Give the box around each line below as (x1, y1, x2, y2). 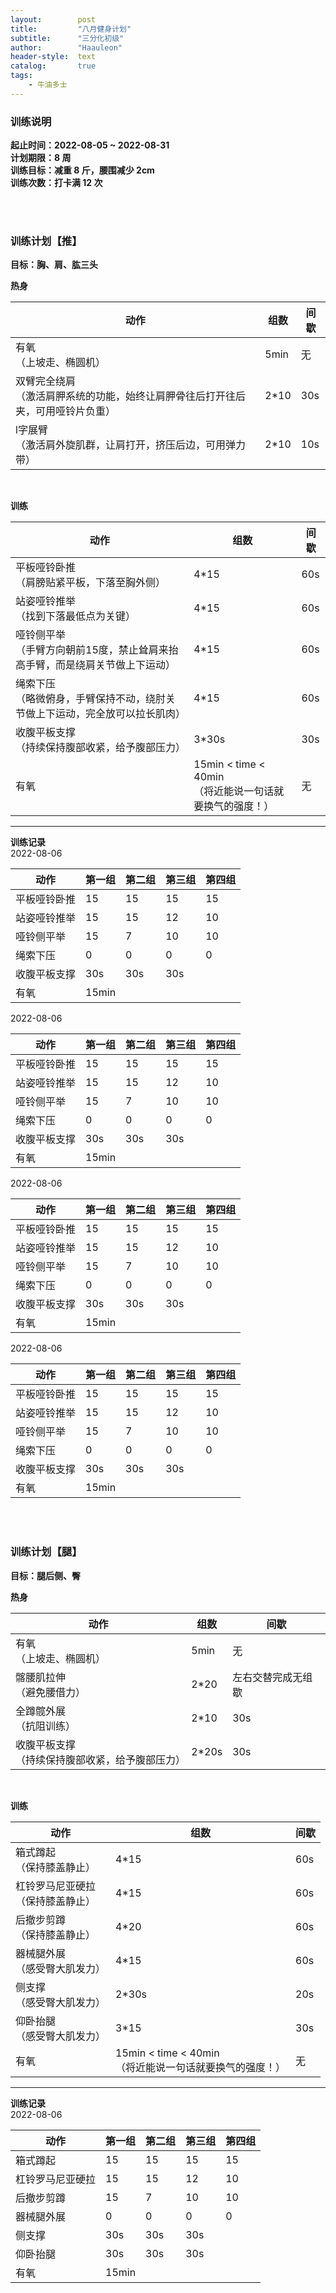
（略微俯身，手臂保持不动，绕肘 (15, 692, 167, 706)
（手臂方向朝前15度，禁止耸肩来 (15, 643, 169, 657)
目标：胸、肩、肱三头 (10, 259, 98, 271)
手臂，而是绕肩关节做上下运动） (25, 658, 177, 672)
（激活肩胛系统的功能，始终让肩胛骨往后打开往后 (15, 389, 247, 403)
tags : (10, 71, 33, 81)
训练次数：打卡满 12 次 (10, 177, 103, 189)
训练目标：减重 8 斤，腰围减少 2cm (10, 164, 155, 176)
